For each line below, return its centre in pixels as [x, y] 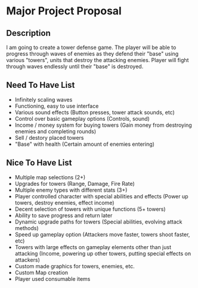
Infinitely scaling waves [44, 99]
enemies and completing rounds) [55, 131]
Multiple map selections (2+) [50, 177]
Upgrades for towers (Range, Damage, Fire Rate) [75, 183]
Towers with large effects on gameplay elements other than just [93, 247]
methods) [27, 228]
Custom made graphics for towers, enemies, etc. [75, 266]
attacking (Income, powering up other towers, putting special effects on [103, 253]
